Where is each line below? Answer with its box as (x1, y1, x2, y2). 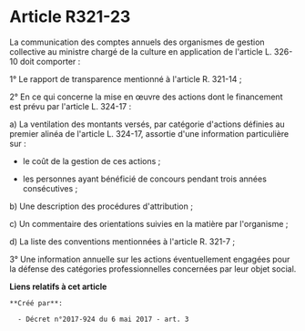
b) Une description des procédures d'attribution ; (9, 201, 194, 212)
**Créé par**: (9, 298, 64, 307)
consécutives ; (22, 182, 78, 193)
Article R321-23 (9, 6, 131, 27)
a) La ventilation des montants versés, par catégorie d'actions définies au (9, 119, 285, 129)
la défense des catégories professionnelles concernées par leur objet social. (9, 263, 297, 274)
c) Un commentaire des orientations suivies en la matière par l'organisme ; (9, 218, 289, 229)
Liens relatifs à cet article (9, 281, 107, 292)
